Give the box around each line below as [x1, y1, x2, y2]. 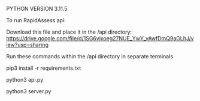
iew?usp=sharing [6, 41, 49, 48]
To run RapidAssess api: [6, 17, 66, 23]
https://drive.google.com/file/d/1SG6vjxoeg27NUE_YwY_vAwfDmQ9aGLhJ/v [6, 35, 194, 41]
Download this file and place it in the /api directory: [6, 28, 132, 35]
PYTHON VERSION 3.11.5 [6, 5, 68, 12]
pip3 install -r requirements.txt [6, 64, 81, 72]
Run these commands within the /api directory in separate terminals [6, 53, 174, 60]
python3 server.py [6, 88, 51, 95]
